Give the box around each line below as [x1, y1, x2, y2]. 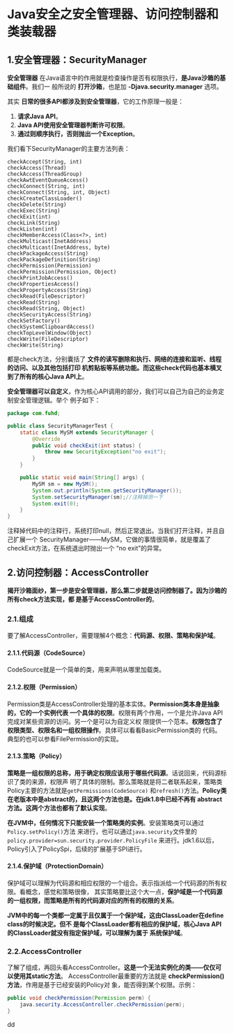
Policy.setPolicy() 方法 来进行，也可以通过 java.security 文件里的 [7, 827, 197, 836]
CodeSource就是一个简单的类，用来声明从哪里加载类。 [7, 665, 166, 674]
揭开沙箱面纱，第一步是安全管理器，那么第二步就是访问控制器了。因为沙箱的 [7, 586, 227, 595]
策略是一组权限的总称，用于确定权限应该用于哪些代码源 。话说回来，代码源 [7, 769, 221, 777]
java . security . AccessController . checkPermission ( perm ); [19, 1001, 186, 1008]
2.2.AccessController [7, 946, 82, 956]
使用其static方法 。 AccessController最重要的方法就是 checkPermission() [13, 972, 225, 980]
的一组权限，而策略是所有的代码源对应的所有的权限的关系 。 [7, 896, 178, 905]
